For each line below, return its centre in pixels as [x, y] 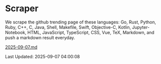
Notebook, [16, 32]
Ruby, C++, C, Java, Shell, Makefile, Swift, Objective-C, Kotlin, [68, 27]
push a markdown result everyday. [40, 38]
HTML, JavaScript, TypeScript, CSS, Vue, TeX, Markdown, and [91, 32]
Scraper [22, 9]
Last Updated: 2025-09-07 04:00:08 [43, 56]
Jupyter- [141, 27]
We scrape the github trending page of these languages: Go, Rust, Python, [81, 22]
